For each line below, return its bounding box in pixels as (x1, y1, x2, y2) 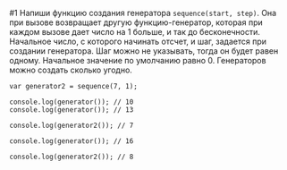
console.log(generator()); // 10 (9, 98, 134, 106)
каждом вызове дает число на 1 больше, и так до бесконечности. (9, 27, 261, 37)
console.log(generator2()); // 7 (9, 121, 134, 130)
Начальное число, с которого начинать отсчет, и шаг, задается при (9, 36, 266, 47)
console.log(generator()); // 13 (9, 106, 134, 115)
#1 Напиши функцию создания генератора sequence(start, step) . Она (9, 8, 277, 18)
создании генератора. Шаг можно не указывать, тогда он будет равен (9, 46, 279, 56)
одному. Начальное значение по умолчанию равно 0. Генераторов (9, 55, 266, 65)
